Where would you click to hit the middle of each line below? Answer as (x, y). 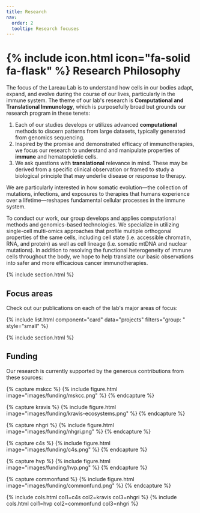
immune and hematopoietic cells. (56, 157)
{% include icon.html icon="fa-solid (98, 58)
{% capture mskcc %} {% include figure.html (62, 389)
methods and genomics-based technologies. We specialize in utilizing (93, 225)
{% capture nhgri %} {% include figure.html (60, 425)
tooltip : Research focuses (45, 29)
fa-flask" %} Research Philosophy (94, 71)
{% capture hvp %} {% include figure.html (59, 461)
